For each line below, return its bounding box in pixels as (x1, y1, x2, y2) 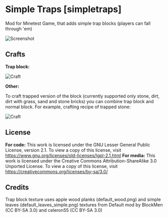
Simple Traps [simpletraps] (5, 4, 122, 15)
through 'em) (5, 25, 32, 31)
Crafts (5, 50, 25, 59)
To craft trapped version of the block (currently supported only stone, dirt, (5, 93, 160, 99)
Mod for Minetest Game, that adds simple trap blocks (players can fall (5, 20, 151, 26)
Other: (5, 83, 19, 89)
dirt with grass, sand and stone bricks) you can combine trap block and (5, 98, 154, 104)
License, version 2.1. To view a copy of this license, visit (5, 147, 121, 153)
